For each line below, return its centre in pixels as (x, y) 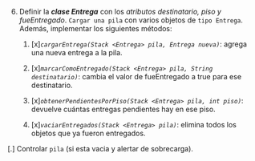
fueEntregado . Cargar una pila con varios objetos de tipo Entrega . (131, 20)
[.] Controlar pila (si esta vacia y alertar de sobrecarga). (101, 149)
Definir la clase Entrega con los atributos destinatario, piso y (120, 12)
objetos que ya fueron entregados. (88, 133)
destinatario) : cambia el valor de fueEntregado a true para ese (136, 76)
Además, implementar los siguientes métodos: (96, 28)
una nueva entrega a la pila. (77, 52)
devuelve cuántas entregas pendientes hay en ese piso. (123, 109)
